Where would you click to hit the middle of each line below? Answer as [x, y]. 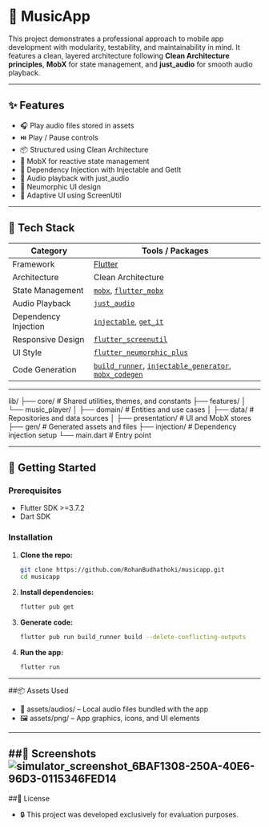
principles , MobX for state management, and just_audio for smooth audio [131, 64]
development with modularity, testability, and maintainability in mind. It [124, 47]
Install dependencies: [57, 593]
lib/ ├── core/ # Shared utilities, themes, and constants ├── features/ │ [127, 401]
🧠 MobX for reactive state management [84, 161]
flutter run [40, 667]
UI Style [27, 352]
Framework [34, 264]
